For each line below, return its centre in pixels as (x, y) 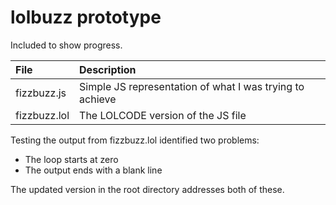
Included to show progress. (66, 45)
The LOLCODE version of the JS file (163, 115)
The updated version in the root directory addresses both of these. (147, 189)
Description (108, 69)
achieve (98, 99)
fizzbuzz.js (41, 93)
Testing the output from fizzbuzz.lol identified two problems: (135, 140)
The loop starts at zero (71, 159)
